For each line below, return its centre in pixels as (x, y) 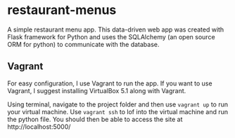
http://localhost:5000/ (39, 126)
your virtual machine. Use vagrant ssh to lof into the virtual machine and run (118, 111)
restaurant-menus (62, 10)
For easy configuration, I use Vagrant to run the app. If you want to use (110, 83)
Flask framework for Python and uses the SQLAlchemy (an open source (112, 36)
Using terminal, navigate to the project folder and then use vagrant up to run (118, 104)
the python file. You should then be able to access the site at (95, 119)
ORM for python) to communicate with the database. (83, 44)
